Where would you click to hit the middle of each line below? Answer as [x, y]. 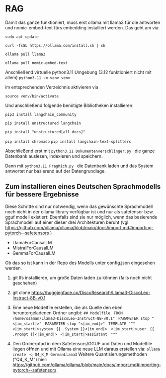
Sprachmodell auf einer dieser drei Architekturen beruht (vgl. [68, 222]
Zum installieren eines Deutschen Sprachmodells [83, 187]
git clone [21, 292]
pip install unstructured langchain [43, 123]
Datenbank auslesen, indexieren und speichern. [54, 156]
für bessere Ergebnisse [42, 194]
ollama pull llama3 [25, 54]
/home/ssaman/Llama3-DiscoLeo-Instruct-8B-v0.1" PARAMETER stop [81, 318]
